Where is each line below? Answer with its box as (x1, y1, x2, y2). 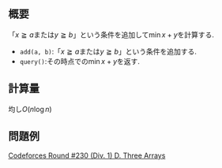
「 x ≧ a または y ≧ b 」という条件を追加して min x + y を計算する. (8, 30, 215, 39)
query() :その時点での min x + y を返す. (19, 56, 141, 65)
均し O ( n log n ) (8, 104, 53, 114)
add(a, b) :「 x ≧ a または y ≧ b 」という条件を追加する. (19, 47, 198, 56)
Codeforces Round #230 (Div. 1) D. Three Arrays (8, 151, 166, 160)
